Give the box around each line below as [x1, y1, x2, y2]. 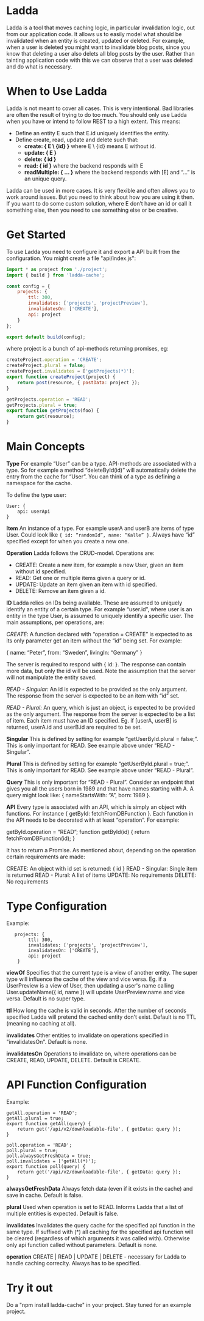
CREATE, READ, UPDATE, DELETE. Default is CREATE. [6, 1056, 141, 1063]
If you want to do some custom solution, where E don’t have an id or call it [6, 199, 192, 207]
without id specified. [15, 568, 67, 575]
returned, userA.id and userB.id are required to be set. [6, 723, 142, 731]
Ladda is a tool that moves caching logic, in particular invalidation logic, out [6, 24, 195, 31]
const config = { [6, 283, 51, 289]
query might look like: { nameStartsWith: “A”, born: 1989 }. [6, 792, 151, 798]
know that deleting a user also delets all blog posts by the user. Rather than [6, 50, 195, 57]
